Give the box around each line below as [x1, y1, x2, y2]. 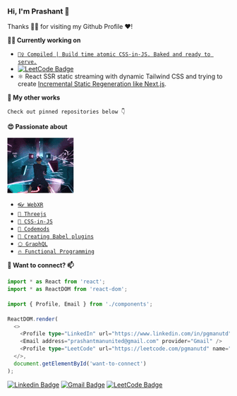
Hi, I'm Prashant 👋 [7, 6, 70, 16]
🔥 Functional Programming [17, 248, 95, 256]
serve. [17, 59, 37, 66]
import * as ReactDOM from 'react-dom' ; [7, 286, 128, 293]
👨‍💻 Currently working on [7, 36, 81, 44]
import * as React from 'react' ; [7, 278, 106, 285]
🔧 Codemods [17, 226, 50, 233]
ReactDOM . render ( [7, 316, 59, 323]
